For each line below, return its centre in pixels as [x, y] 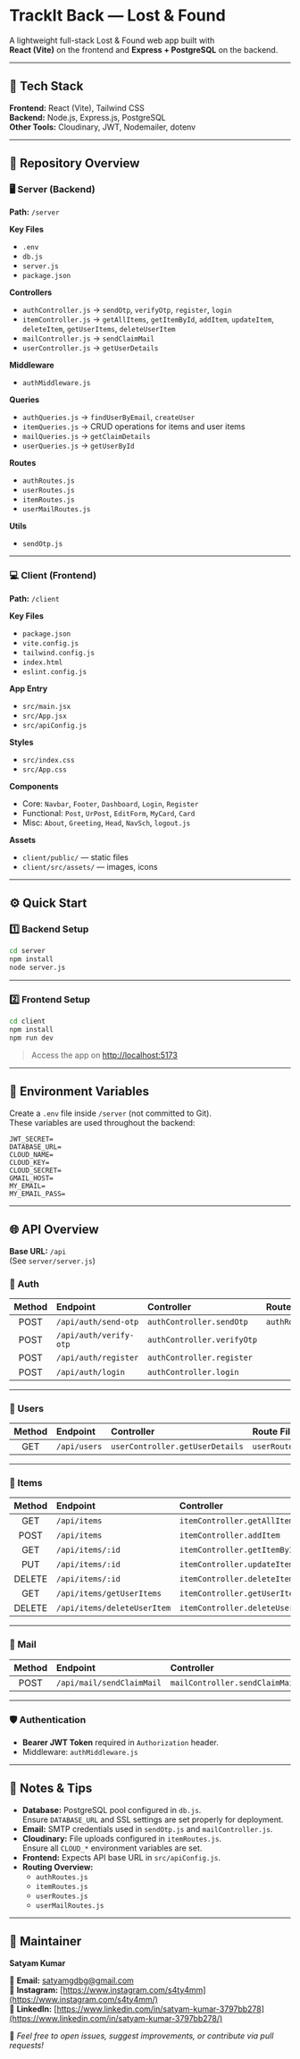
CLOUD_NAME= [31, 1154]
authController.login [193, 1372]
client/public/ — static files [75, 857]
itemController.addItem [229, 1536]
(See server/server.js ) [53, 1261]
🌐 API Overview [54, 1230]
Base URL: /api [38, 1251]
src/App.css [44, 770]
